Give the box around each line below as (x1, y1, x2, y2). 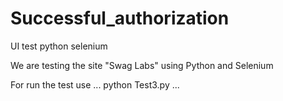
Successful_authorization (10, 7, 230, 30)
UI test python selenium (10, 40, 108, 52)
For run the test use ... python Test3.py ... (10, 78, 180, 91)
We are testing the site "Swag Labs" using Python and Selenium (10, 59, 274, 71)
